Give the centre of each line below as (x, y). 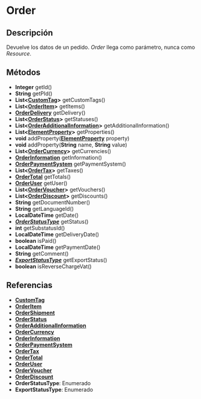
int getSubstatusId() (40, 228)
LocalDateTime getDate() (47, 215)
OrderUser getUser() (41, 183)
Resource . (19, 54)
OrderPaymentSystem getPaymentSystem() (71, 164)
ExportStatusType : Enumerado (54, 389)
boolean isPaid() (36, 240)
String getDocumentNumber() (53, 202)
